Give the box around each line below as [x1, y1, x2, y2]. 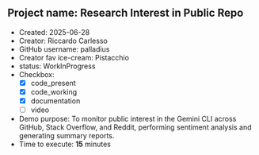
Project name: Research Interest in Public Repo [7, 6, 244, 20]
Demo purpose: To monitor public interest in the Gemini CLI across [18, 114, 237, 124]
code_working [30, 87, 78, 96]
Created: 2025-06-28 [18, 27, 90, 37]
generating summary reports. [18, 131, 115, 141]
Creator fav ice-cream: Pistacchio [18, 52, 130, 62]
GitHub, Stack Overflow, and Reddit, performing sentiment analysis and [18, 122, 252, 132]
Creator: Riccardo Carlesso [18, 36, 108, 45]
